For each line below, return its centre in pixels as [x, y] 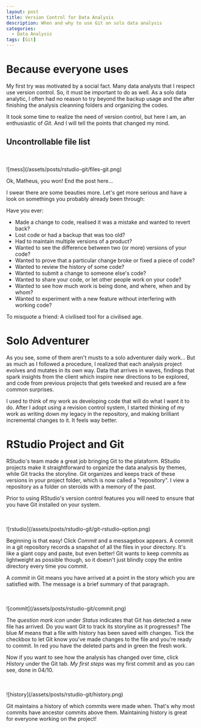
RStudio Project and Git [65, 444]
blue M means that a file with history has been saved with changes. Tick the [100, 633]
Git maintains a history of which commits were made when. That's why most [100, 706]
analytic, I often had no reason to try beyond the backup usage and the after [100, 98]
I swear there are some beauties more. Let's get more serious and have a [97, 192]
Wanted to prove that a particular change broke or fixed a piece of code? [105, 260]
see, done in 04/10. [30, 670]
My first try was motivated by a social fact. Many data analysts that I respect [100, 86]
